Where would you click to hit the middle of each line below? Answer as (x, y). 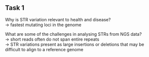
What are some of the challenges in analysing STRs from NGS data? (74, 34)
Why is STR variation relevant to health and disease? (58, 19)
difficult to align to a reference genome (44, 49)
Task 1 (15, 8)
